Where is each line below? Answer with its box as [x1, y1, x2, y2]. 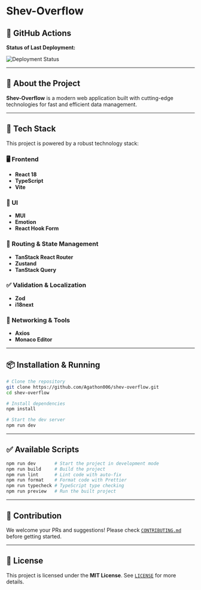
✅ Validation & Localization [6, 281, 87, 289]
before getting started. [6, 532, 62, 540]
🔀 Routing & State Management [6, 240, 99, 248]
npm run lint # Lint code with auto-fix [6, 471, 121, 477]
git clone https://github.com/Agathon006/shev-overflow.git [6, 384, 160, 390]
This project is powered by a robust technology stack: [6, 140, 139, 147]
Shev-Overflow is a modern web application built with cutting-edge [6, 94, 173, 101]
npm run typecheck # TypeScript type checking [6, 483, 124, 489]
